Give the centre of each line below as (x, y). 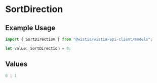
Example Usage (30, 28)
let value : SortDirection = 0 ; (38, 48)
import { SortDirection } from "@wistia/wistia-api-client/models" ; (79, 39)
